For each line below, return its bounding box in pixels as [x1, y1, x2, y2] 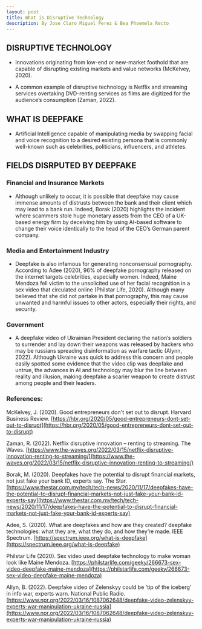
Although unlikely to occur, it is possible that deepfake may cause [15, 192, 179, 200]
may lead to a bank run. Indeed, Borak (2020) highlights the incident [15, 205, 186, 212]
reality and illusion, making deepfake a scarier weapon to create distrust [15, 373, 195, 380]
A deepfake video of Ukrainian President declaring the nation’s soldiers [15, 335, 192, 342]
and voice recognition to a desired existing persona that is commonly [15, 137, 187, 143]
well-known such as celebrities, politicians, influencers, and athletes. [15, 143, 187, 150]
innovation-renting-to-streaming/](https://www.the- [6, 452, 135, 460]
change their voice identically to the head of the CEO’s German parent [15, 225, 190, 232]
